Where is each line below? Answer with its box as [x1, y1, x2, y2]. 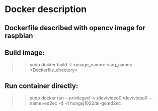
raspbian [5, 31, 33, 40]
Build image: [5, 48, 45, 57]
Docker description [5, 4, 87, 15]
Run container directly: [5, 81, 78, 90]
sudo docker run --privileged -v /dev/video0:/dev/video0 [29, 95, 148, 101]
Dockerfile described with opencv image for [5, 24, 145, 32]
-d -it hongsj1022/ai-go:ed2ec [58, 100, 121, 106]
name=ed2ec [29, 100, 57, 106]
